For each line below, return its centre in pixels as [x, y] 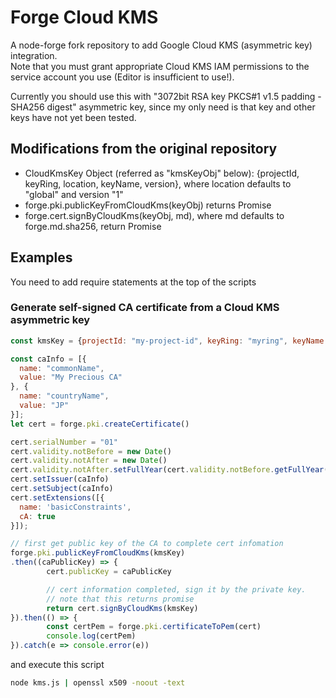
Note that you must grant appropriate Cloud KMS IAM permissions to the [160, 66]
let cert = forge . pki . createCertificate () [100, 424]
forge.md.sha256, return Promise [93, 226]
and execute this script [57, 665]
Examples [41, 257]
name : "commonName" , [62, 368]
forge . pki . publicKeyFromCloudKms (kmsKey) [98, 553]
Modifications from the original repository [144, 149]
